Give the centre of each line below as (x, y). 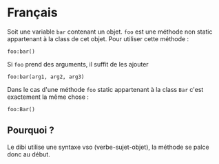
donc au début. (29, 154)
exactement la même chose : (48, 97)
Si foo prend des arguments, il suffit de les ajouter (78, 64)
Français (32, 13)
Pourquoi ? (31, 131)
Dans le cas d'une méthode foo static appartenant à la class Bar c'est (105, 89)
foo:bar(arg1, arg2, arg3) (46, 77)
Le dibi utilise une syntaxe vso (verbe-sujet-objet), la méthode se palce (108, 147)
